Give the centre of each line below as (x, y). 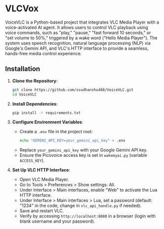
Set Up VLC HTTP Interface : (41, 170)
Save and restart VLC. (42, 211)
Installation (23, 69)
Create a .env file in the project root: (56, 132)
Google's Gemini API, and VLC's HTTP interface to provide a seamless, (77, 48)
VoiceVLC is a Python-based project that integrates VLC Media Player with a (82, 22)
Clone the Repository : (35, 81)
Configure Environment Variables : (48, 122)
